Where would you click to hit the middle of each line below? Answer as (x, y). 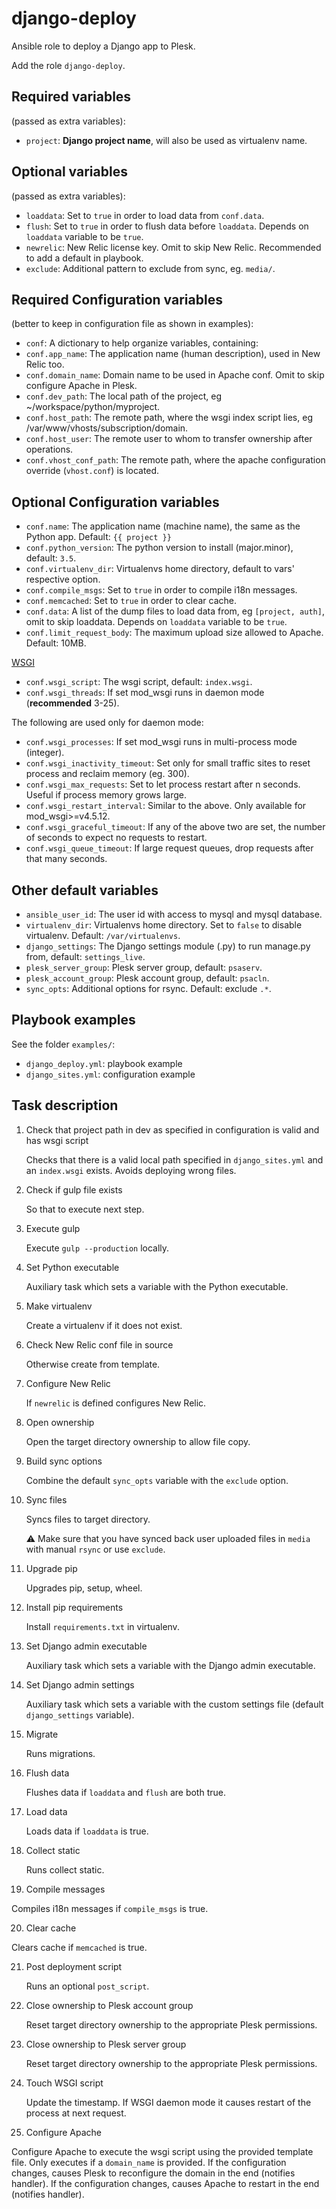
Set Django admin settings (80, 1684)
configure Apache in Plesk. (81, 386)
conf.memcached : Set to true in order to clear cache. (131, 601)
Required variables (71, 97)
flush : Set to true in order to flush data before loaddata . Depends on (167, 226)
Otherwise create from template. (93, 1364)
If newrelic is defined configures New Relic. (116, 1403)
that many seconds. (66, 859)
